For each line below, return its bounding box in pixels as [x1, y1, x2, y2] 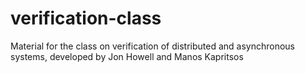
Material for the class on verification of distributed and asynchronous [10, 40, 295, 52]
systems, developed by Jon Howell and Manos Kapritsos [10, 50, 244, 62]
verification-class [10, 7, 162, 30]
